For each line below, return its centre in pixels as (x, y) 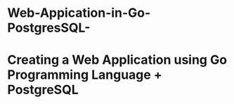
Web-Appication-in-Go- (79, 13)
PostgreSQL (43, 90)
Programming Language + (85, 75)
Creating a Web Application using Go (117, 60)
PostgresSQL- (49, 28)
